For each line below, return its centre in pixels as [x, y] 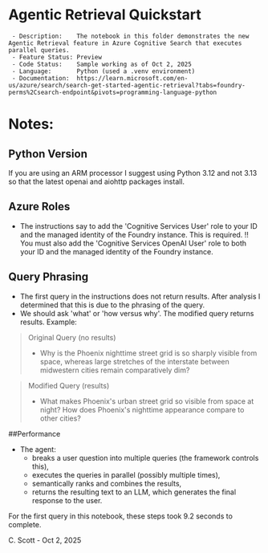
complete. [25, 524]
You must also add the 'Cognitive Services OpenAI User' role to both [133, 243]
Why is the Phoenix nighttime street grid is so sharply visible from [148, 353]
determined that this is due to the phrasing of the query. [112, 305]
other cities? [61, 418]
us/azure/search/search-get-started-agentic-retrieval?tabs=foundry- [127, 85]
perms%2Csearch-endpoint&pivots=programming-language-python [113, 92]
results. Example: [49, 322]
